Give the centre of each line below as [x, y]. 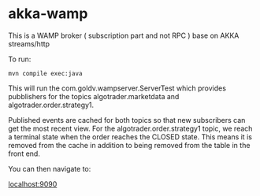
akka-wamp [48, 14]
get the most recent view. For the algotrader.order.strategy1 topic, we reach [130, 128]
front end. [24, 153]
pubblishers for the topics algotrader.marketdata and [94, 96]
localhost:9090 [33, 184]
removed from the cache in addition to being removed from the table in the [129, 145]
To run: [20, 59]
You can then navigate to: [50, 168]
